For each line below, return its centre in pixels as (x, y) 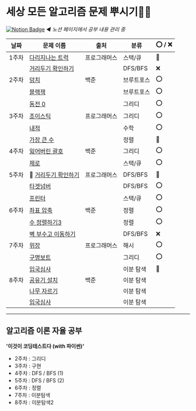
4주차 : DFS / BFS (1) (39, 373)
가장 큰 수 (41, 140)
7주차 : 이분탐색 (32, 395)
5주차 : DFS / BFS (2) (39, 380)
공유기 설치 (43, 280)
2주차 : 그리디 (30, 358)
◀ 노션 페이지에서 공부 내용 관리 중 (85, 29)
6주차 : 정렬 (28, 388)
